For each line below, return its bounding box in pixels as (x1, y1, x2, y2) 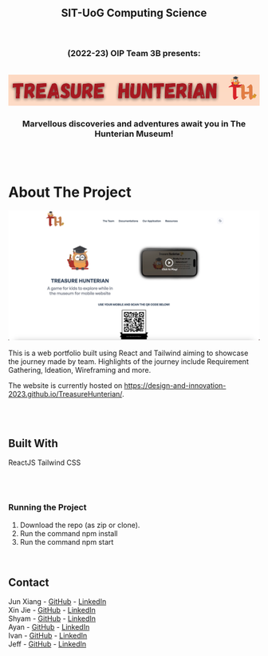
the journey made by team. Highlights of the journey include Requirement (8, 357, 249, 366)
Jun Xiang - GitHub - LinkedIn (8, 597, 107, 606)
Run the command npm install (19, 528, 118, 538)
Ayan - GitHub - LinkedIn (8, 622, 90, 632)
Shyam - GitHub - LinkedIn (8, 614, 97, 623)
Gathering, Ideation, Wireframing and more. (8, 366, 152, 375)
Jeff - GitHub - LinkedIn (8, 639, 87, 649)
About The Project (8, 183, 132, 201)
